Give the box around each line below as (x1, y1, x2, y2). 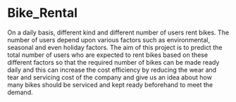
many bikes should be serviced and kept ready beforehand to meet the (7, 80, 213, 89)
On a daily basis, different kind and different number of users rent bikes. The (7, 28, 230, 37)
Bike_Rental (7, 5, 78, 21)
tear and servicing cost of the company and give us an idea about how (7, 72, 213, 82)
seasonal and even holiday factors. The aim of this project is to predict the (7, 43, 223, 51)
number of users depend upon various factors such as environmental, (7, 35, 211, 44)
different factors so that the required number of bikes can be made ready (7, 58, 220, 66)
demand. (7, 88, 33, 96)
